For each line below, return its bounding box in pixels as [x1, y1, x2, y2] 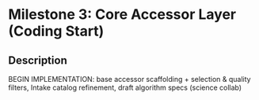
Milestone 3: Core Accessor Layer [8, 6, 236, 24]
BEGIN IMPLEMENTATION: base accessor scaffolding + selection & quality [8, 75, 251, 83]
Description [8, 54, 67, 67]
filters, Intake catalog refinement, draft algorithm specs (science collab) [8, 83, 242, 92]
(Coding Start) [8, 22, 105, 40]
